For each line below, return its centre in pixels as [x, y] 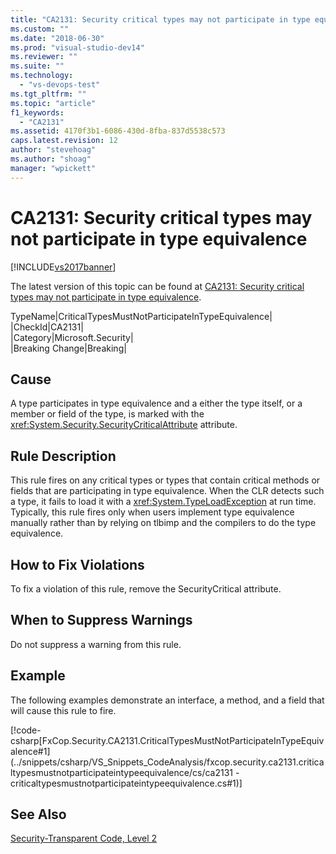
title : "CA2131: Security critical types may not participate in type [160, 19]
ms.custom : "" [40, 29]
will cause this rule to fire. [63, 710]
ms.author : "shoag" [51, 159]
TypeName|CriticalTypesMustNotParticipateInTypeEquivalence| [141, 316]
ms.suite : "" [37, 66]
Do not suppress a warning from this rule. [96, 644]
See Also [38, 814]
